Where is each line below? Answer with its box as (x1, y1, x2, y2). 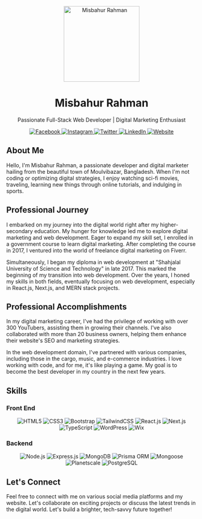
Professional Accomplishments (6, 302, 127, 312)
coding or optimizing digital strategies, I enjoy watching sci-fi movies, (6, 174, 180, 182)
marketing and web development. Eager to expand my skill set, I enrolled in (6, 234, 194, 241)
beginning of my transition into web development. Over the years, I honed (6, 271, 190, 279)
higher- (160, 221, 178, 228)
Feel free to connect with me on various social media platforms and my (6, 493, 183, 500)
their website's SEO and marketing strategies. (6, 337, 120, 345)
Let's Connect (6, 477, 60, 487)
